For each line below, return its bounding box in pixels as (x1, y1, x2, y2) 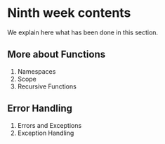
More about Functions (7, 48, 106, 60)
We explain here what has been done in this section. (7, 28, 159, 37)
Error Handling (7, 103, 72, 114)
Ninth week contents (7, 5, 131, 21)
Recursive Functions (17, 82, 77, 91)
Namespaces (17, 67, 56, 75)
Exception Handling (17, 129, 74, 137)
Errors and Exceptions (17, 121, 82, 129)
